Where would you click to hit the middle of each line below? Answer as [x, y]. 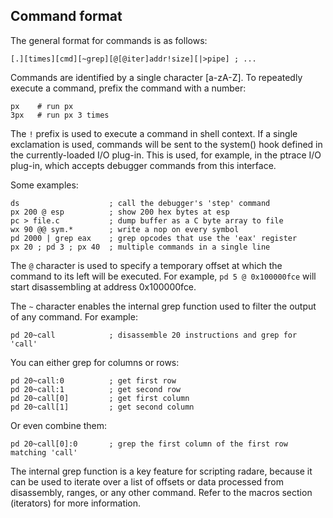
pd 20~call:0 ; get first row [93, 380]
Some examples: [44, 185]
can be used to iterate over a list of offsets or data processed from [147, 481]
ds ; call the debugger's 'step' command [140, 203]
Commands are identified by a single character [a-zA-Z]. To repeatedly [156, 77]
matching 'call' [44, 452]
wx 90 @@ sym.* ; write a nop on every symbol [125, 229]
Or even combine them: [59, 425]
